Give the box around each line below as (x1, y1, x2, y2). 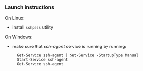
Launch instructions (5, 4, 54, 11)
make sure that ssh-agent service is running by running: (12, 44, 127, 49)
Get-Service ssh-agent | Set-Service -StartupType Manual (17, 53, 139, 58)
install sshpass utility (12, 24, 53, 30)
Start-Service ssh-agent (17, 57, 68, 62)
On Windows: (5, 34, 33, 40)
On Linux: (5, 15, 25, 21)
